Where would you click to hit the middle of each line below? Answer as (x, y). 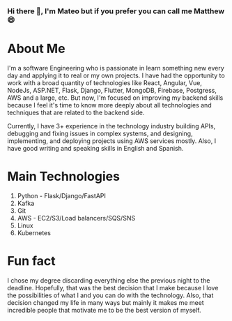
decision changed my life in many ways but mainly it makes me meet (106, 302)
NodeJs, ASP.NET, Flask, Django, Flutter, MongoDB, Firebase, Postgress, (112, 90)
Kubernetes (34, 232)
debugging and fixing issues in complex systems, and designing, (100, 133)
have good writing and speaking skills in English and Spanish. (95, 148)
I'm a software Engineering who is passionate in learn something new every (116, 68)
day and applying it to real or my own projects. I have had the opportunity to (116, 75)
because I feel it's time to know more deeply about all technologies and (109, 105)
